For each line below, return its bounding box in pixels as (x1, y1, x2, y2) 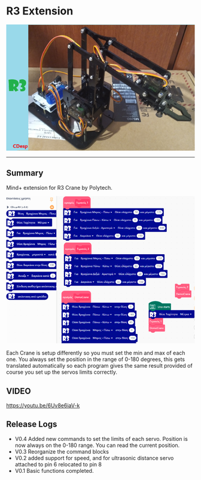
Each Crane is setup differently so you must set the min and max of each (6, 350, 185, 357)
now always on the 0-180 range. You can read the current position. (14, 442, 180, 449)
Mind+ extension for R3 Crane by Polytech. (6, 184, 112, 191)
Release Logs (6, 419, 57, 430)
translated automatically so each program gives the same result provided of (6, 362, 193, 369)
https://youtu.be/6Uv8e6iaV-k (6, 401, 80, 409)
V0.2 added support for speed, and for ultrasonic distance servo (14, 454, 174, 461)
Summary (6, 168, 44, 178)
